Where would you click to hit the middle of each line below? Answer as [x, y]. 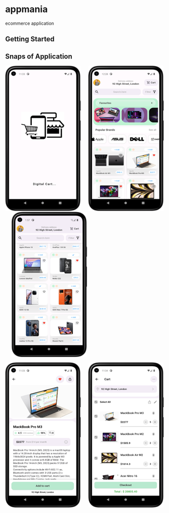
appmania [26, 9]
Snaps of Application [39, 56]
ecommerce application [30, 23]
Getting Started [30, 39]
